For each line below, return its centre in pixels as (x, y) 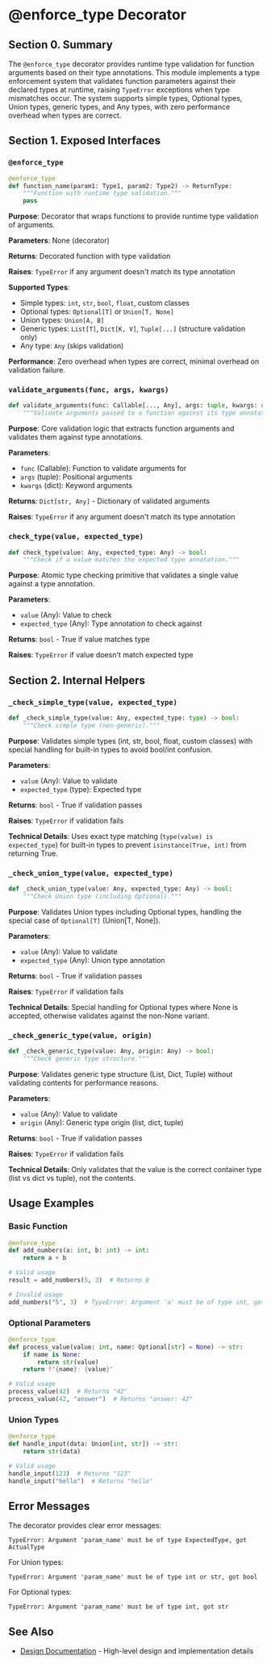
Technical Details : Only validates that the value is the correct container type (135, 1169)
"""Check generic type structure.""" (86, 1058)
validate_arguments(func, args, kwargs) (89, 390)
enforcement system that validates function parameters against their (122, 81)
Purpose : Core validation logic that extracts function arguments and (121, 428)
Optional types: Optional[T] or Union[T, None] (97, 311)
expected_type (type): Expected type (81, 789)
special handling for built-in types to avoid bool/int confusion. (110, 749)
